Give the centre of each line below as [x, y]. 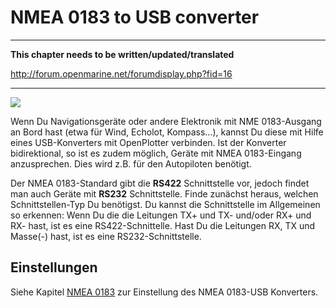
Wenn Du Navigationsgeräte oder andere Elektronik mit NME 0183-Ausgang [166, 121]
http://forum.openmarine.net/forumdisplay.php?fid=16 [121, 73]
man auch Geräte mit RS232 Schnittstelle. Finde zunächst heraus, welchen [164, 193]
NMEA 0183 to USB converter [135, 17]
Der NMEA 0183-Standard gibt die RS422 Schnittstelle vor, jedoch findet [160, 183]
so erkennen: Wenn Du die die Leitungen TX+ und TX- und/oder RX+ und [161, 215]
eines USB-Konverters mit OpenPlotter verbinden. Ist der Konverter [148, 142]
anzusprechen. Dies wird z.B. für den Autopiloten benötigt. [131, 163]
